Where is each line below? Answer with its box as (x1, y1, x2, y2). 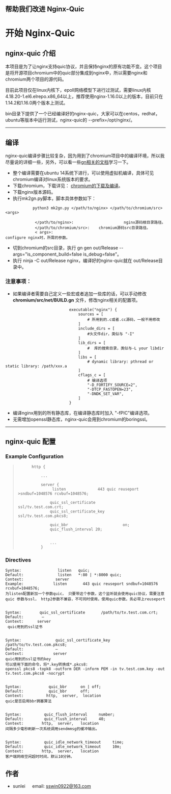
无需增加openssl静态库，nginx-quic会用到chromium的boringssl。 (12, 416, 150, 422)
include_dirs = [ (78, 326, 115, 331)
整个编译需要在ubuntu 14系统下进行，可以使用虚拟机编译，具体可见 (12, 170, 154, 176)
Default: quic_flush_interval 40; (5, 716, 106, 722)
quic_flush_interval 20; (50, 527, 103, 532)
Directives (5, 556, 32, 564)
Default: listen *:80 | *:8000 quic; (5, 573, 122, 578)
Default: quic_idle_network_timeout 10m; (5, 744, 122, 750)
